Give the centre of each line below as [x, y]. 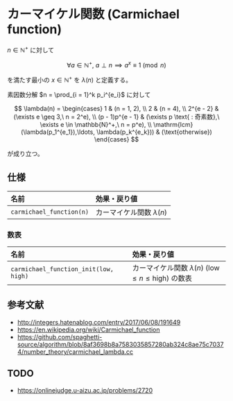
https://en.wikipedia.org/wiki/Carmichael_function [89, 330]
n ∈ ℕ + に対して [31, 49]
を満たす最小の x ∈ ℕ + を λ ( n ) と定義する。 [70, 79]
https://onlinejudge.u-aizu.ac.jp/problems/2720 [85, 390]
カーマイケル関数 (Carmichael [94, 14]
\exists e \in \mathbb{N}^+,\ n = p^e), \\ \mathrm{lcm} [116, 124]
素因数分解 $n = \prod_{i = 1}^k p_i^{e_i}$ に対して [79, 94]
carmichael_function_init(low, [62, 269]
